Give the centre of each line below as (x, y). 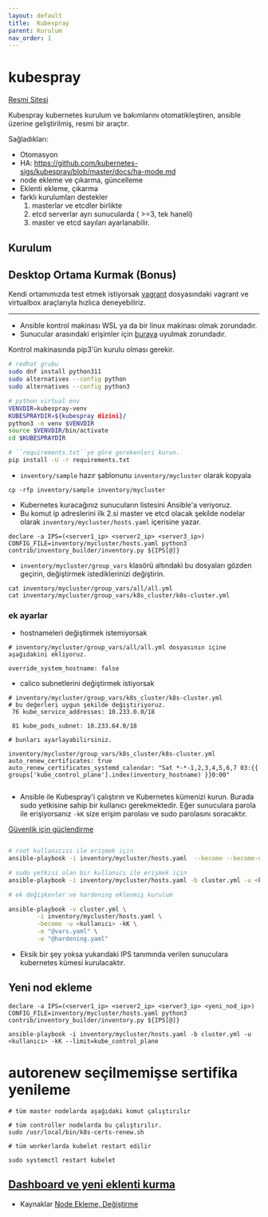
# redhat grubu (33, 365)
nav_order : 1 (30, 38)
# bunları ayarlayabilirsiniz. (60, 740)
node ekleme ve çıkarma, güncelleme (81, 180)
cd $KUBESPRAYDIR (37, 438)
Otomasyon (39, 155)
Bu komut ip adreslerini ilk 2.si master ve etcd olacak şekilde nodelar (132, 513)
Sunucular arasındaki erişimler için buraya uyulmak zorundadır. (123, 334)
